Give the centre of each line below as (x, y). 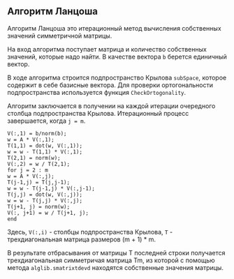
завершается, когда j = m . (46, 121)
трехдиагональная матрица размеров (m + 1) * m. (81, 239)
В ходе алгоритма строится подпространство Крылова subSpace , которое (117, 77)
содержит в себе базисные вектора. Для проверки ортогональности (110, 85)
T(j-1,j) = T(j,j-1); (39, 182)
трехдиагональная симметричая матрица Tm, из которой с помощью (111, 260)
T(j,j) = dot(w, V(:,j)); (45, 195)
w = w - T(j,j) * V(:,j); (45, 201)
